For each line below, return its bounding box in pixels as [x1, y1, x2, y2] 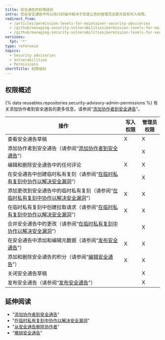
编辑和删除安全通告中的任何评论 [7, 161, 82, 168]
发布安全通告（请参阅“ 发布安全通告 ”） [7, 279, 96, 286]
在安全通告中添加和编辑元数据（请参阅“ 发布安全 [7, 236, 118, 243]
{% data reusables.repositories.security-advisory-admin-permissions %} [5, 100, 153, 105]
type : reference [5, 44, 38, 49]
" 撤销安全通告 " [12, 330, 43, 336]
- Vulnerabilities [9, 57, 48, 62]
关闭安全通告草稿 [7, 270, 48, 277]
